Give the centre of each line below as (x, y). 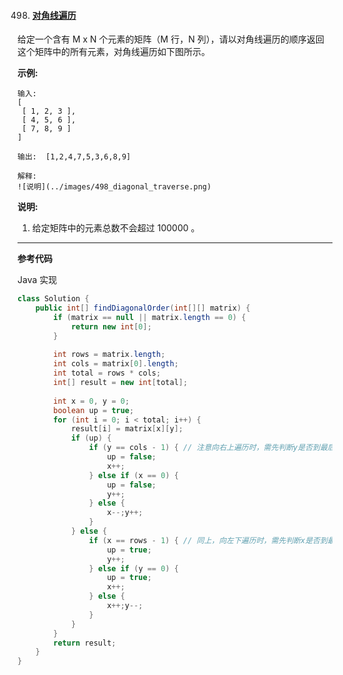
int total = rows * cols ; (107, 373)
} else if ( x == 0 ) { (133, 475)
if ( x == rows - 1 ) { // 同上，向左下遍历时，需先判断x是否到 (208, 540)
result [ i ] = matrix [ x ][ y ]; (127, 429)
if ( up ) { (91, 438)
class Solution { (53, 299)
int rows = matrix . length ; (109, 355)
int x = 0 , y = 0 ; (91, 401)
